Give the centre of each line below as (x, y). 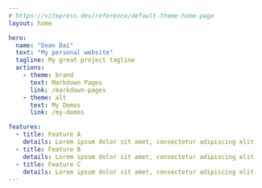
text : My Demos (55, 105)
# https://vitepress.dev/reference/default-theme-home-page (112, 16)
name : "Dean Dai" (45, 45)
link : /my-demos (57, 112)
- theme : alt (45, 97)
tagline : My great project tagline (75, 60)
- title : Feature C (48, 164)
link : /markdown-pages (68, 90)
